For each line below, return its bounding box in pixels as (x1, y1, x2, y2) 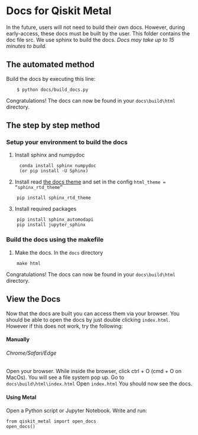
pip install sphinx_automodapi (17, 217, 94, 223)
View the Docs (6, 294, 61, 305)
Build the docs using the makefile (6, 236, 104, 244)
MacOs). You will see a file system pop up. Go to (6, 374, 125, 381)
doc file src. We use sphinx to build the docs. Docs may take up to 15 (6, 36, 174, 43)
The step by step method (6, 120, 100, 130)
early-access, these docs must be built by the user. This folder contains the (6, 30, 190, 37)
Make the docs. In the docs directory (14, 249, 103, 256)
